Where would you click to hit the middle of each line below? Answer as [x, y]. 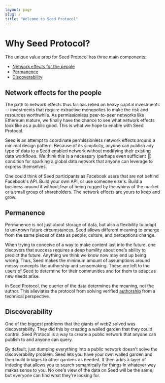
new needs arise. [23, 276]
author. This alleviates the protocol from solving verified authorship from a [80, 291]
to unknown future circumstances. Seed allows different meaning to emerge [82, 230]
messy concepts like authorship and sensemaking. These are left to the [78, 265]
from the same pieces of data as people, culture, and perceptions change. [81, 235]
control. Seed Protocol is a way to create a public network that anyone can [81, 334]
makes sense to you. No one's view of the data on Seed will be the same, [79, 370]
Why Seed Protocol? [48, 43]
